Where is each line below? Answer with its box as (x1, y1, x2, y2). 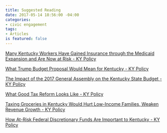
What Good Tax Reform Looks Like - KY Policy (5, 91, 104, 97)
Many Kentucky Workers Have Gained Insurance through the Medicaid (5, 50, 155, 56)
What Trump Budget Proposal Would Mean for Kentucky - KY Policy (5, 65, 149, 72)
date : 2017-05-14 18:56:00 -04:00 (5, 12, 80, 17)
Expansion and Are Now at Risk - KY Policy (5, 55, 97, 62)
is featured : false (5, 36, 47, 42)
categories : (5, 17, 31, 22)
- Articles (5, 31, 29, 36)
